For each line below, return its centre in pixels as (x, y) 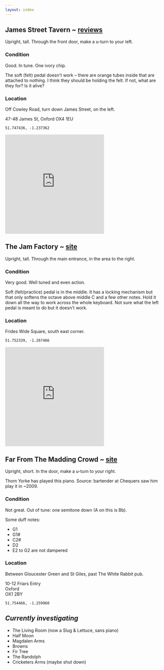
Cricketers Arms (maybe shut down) (49, 662)
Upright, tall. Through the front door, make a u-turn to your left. (69, 42)
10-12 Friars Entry (23, 583)
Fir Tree (20, 651)
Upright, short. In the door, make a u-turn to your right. (61, 471)
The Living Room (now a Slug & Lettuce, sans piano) (65, 630)
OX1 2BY (14, 594)
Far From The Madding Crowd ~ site (61, 459)
